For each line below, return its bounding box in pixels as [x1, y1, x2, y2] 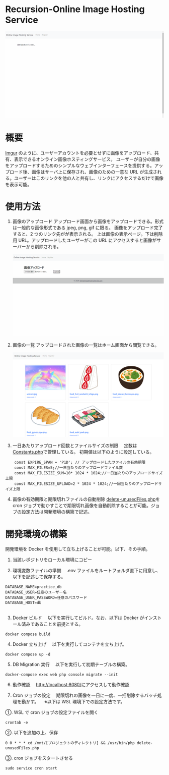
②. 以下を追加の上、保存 [5, 730, 58, 736]
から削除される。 [26, 244, 61, 250]
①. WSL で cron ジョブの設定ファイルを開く [5, 709, 99, 715]
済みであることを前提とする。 [21, 621, 83, 627]
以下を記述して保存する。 [12, 574, 66, 580]
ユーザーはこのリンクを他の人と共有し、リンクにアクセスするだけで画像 [14, 175, 164, 181]
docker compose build [5, 632, 51, 637]
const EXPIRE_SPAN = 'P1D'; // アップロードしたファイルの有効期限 [14, 460, 146, 465]
